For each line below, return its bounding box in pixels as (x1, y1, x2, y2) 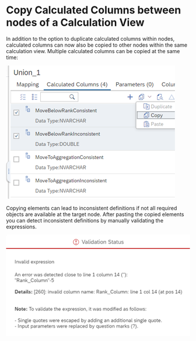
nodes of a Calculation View (6, 16, 145, 29)
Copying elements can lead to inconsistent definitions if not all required (6, 204, 177, 211)
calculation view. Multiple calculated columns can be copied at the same (6, 47, 180, 54)
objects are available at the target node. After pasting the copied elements (6, 211, 184, 218)
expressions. (6, 223, 37, 230)
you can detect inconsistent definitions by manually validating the (6, 217, 164, 224)
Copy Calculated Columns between (6, 4, 181, 17)
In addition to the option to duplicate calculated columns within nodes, (6, 35, 175, 42)
